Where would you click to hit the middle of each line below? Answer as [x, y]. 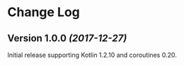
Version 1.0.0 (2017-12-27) [67, 38]
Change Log [44, 12]
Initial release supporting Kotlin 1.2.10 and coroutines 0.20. [92, 55]
